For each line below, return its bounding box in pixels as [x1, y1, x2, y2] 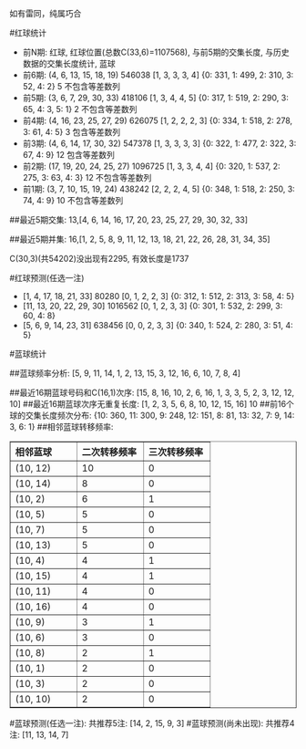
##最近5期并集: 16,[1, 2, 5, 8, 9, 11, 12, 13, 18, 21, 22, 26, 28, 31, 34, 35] [9, 234, 270, 244]
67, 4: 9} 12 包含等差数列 [22, 150, 116, 160]
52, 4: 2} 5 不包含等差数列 [22, 81, 121, 91]
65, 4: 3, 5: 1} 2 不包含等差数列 [22, 104, 138, 114]
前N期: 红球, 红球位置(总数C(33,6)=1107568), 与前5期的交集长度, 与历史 [22, 47, 290, 57]
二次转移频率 [81, 446, 138, 458]
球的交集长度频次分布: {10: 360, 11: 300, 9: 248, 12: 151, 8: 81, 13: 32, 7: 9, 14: [9, 410, 295, 421]
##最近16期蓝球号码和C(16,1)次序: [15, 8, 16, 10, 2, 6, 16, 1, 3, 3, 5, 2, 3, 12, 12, [9, 387, 294, 398]
